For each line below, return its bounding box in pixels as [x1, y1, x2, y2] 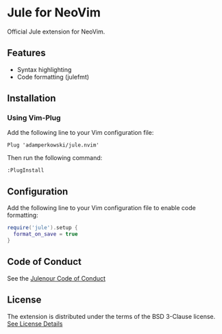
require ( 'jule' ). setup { [7, 224, 78, 231]
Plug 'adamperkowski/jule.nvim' [7, 142, 99, 149]
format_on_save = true [13, 231, 78, 237]
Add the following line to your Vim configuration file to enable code [7, 204, 197, 212]
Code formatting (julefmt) [16, 73, 90, 81]
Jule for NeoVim [7, 5, 101, 21]
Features [7, 47, 46, 59]
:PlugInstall [7, 167, 45, 174]
